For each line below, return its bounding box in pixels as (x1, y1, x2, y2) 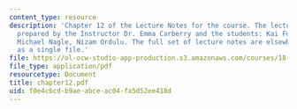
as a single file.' (17, 46, 89, 54)
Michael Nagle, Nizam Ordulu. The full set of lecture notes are (17, 37, 263, 47)
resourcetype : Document (9, 70, 97, 79)
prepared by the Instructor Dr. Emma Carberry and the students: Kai (17, 29, 278, 38)
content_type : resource (9, 12, 97, 22)
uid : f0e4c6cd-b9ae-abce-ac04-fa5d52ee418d (9, 86, 172, 95)
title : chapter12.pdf (9, 78, 89, 87)
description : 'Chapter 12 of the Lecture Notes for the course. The (9, 21, 267, 30)
